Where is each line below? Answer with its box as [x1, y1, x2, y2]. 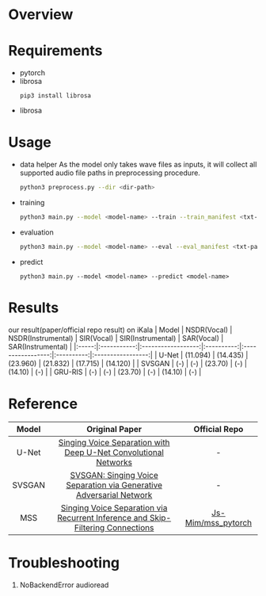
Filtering [74, 521, 105, 533]
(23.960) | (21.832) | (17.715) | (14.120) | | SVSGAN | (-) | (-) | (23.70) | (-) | [8, 358, 248, 368]
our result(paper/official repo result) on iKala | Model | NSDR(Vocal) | [8, 325, 233, 334]
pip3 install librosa [19, 92, 91, 100]
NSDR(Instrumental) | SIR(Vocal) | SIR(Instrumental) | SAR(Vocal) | [8, 333, 224, 342]
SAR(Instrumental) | [8, 342, 73, 351]
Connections [106, 521, 154, 533]
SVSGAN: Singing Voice [70, 469, 158, 480]
